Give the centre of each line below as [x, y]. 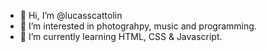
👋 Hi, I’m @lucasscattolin [71, 15]
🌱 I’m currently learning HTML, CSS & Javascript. [121, 36]
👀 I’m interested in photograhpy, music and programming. [138, 26]
